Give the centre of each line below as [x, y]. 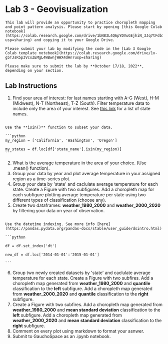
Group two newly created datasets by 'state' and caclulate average [81, 273]
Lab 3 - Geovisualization [57, 9]
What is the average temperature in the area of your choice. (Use [79, 163]
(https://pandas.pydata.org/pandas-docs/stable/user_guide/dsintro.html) [84, 228]
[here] [104, 224]
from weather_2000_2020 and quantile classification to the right [80, 294]
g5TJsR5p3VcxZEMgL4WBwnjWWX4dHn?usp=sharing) [53, 57]
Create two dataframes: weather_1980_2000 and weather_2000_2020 [86, 205]
